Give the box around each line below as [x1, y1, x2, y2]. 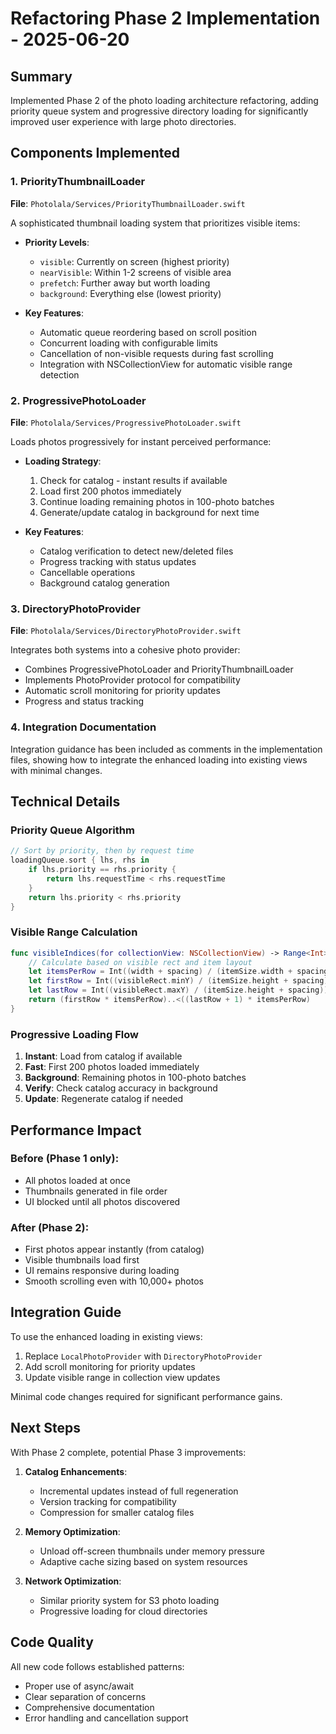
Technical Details [10, 793, 121, 810]
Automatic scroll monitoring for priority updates [24, 685, 221, 697]
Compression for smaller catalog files [39, 1506, 195, 1518]
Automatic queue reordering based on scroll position [39, 326, 257, 338]
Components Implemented [10, 145, 181, 162]
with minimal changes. [10, 764, 103, 776]
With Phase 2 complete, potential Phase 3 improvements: [10, 1446, 247, 1458]
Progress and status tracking [24, 695, 145, 707]
